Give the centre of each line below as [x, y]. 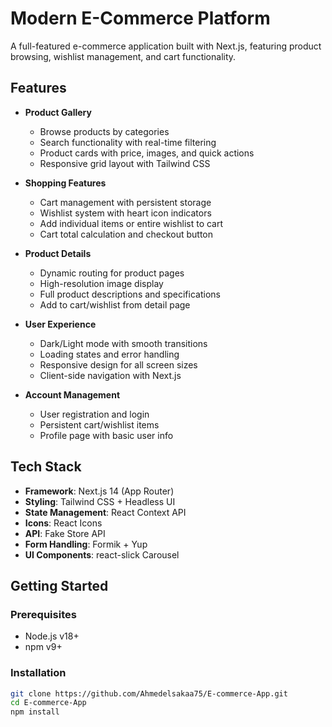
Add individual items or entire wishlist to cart [131, 223]
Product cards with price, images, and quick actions [147, 153]
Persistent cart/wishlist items [99, 424]
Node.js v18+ [52, 636]
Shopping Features [65, 183]
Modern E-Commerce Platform [140, 18]
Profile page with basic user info [106, 435]
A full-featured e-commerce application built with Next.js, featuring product [166, 46]
